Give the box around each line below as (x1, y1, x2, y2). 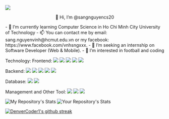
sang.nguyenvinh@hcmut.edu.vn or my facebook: (5, 37, 109, 43)
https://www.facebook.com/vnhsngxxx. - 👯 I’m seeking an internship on (5, 42, 155, 48)
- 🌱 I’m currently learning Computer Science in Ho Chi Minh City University (5, 24, 160, 30)
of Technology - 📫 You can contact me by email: (5, 30, 107, 35)
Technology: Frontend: (5, 58, 52, 64)
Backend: (5, 68, 25, 74)
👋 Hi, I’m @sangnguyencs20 (55, 14, 115, 20)
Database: (5, 78, 27, 84)
